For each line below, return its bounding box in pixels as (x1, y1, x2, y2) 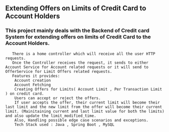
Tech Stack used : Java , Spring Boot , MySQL (14, 122, 115, 127)
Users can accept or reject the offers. (14, 96, 101, 101)
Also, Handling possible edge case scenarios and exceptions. (14, 117, 149, 123)
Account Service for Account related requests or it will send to (5, 64, 149, 70)
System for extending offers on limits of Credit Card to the (5, 33, 151, 40)
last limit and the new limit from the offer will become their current (5, 104, 162, 109)
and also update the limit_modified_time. (5, 113, 96, 118)
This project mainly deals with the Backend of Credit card (5, 27, 150, 34)
